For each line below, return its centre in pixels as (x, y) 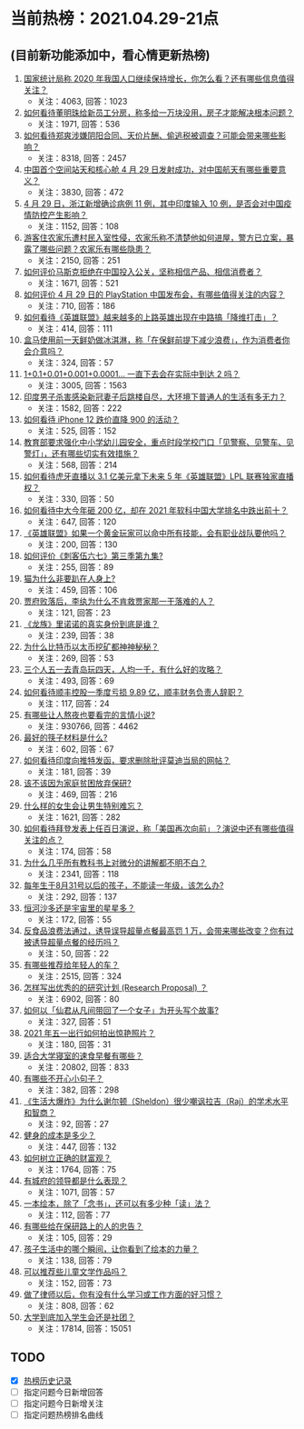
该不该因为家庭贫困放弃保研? (77, 783)
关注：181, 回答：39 (74, 772)
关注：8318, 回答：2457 (82, 158)
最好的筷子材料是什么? (65, 738)
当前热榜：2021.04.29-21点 (115, 19)
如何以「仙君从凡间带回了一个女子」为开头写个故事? (121, 1010)
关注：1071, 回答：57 (76, 1192)
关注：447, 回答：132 (77, 1147)
